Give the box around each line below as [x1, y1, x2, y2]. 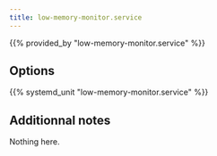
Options [9, 63, 56, 78]
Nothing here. [9, 136, 60, 147]
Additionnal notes [9, 112, 111, 127]
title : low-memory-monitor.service [9, 12, 143, 22]
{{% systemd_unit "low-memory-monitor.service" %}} [9, 86, 209, 98]
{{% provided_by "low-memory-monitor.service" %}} [9, 37, 206, 48]
